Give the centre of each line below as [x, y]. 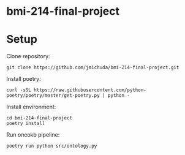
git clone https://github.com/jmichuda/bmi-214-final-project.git [93, 68]
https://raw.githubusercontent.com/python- [90, 90]
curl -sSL [19, 90]
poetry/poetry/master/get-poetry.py [53, 96]
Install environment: [31, 107]
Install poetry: [24, 79]
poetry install [26, 124]
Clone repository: [28, 56]
